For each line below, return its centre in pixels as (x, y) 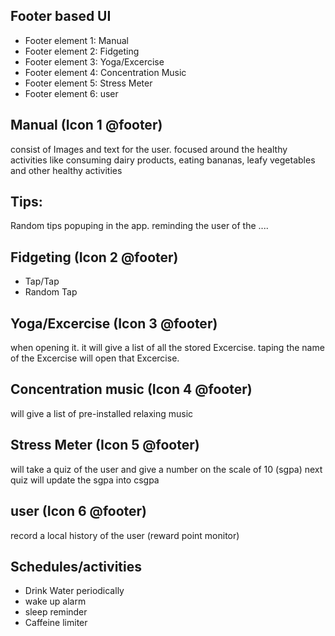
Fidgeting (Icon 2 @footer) (94, 257)
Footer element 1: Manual (77, 40)
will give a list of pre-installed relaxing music (102, 413)
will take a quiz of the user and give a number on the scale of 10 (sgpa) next (166, 469)
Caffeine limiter (56, 623)
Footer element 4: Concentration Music (105, 72)
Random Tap (51, 292)
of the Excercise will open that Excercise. (95, 358)
